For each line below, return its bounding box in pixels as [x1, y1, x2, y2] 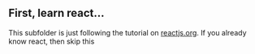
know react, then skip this [8, 36, 95, 46]
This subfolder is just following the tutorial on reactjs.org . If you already [8, 27, 247, 37]
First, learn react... [8, 6, 105, 20]
